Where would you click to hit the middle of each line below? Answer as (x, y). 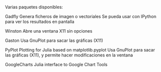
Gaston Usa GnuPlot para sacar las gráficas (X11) (54, 40)
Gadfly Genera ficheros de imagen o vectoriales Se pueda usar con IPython (81, 16)
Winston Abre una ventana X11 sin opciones (49, 31)
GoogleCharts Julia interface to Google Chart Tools (56, 64)
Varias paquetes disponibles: (34, 7)
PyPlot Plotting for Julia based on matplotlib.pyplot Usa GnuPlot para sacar (80, 50)
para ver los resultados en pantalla (40, 22)
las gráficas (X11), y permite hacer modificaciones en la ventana (69, 55)
